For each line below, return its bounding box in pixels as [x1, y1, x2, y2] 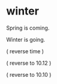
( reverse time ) [6, 47, 44, 55]
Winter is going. [6, 36, 46, 43]
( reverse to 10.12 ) [6, 59, 52, 66]
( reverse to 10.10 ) [6, 71, 52, 78]
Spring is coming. [6, 24, 50, 31]
